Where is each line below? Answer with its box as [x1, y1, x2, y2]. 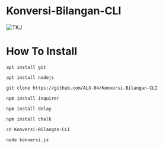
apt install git [6, 64, 46, 70]
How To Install [6, 45, 78, 58]
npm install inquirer [6, 95, 60, 102]
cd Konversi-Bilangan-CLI [6, 126, 70, 132]
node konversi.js [6, 137, 49, 143]
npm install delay [6, 106, 52, 112]
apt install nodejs [6, 74, 55, 81]
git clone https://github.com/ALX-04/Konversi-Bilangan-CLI [6, 85, 158, 91]
